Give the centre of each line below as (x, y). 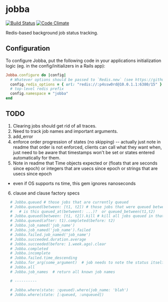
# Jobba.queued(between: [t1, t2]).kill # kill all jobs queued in (82, 216)
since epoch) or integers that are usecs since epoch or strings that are (85, 168)
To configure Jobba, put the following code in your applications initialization (84, 60)
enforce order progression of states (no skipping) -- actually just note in (87, 141)
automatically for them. (37, 157)
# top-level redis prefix (37, 89)
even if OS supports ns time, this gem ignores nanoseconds (74, 183)
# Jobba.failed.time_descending (44, 258)
